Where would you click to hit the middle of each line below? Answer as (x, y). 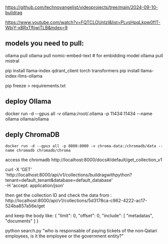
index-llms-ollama (24, 76)
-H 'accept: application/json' (35, 186)
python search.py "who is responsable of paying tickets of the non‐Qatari (81, 231)
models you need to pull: (45, 43)
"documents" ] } (22, 221)
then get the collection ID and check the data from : (59, 195)
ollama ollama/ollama (27, 119)
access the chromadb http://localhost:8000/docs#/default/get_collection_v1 (84, 160)
